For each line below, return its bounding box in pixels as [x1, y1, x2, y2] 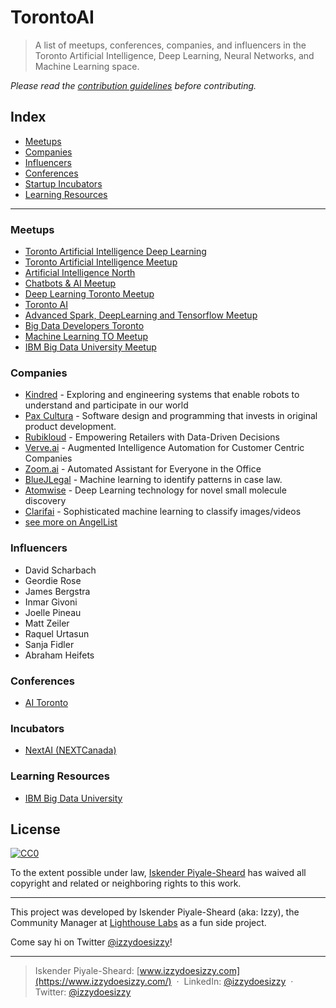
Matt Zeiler [24, 617, 70, 629]
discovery [24, 495, 67, 507]
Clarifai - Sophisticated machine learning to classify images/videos [24, 506, 302, 518]
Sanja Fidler [24, 638, 75, 650]
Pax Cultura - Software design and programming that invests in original [24, 410, 318, 422]
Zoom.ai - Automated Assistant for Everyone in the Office [24, 463, 262, 475]
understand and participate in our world [24, 399, 189, 411]
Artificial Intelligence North [24, 267, 136, 279]
